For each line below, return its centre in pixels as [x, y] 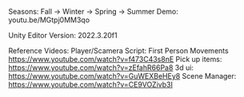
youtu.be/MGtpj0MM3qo [49, 20]
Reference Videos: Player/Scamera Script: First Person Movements [119, 50]
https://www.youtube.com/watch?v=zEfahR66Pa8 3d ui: [101, 68]
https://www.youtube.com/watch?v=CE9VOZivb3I [91, 84]
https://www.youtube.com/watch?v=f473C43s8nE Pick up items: [115, 59]
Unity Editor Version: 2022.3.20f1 [63, 35]
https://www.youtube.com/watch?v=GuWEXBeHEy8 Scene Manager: [122, 76]
